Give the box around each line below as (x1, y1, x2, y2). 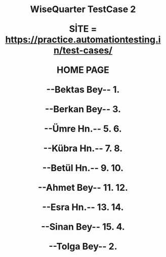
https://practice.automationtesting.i (5, 34, 161, 46)
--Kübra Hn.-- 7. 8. (43, 143, 123, 154)
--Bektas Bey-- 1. (46, 84, 120, 96)
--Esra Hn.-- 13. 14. (42, 201, 124, 213)
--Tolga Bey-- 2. (48, 241, 118, 252)
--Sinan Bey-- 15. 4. (40, 221, 126, 233)
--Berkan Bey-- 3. (45, 104, 121, 115)
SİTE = (69, 23, 97, 35)
